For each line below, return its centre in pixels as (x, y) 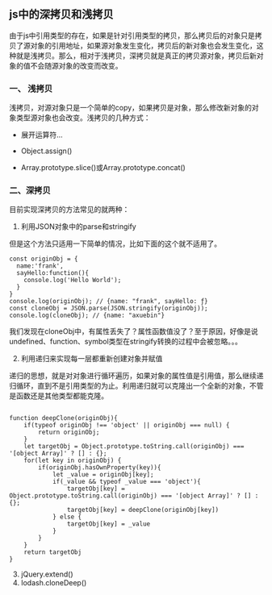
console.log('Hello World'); (73, 281)
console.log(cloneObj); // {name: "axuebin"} (87, 316)
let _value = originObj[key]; (103, 475)
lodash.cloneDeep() (54, 583)
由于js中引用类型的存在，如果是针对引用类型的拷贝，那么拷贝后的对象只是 (132, 35)
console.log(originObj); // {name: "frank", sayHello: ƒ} (109, 302)
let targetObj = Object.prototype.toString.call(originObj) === (134, 447)
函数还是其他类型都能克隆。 (62, 396)
